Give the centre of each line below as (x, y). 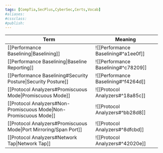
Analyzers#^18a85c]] (120, 96)
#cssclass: (16, 18)
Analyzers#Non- (51, 103)
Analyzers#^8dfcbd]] (120, 130)
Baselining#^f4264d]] (121, 82)
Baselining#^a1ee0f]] (120, 54)
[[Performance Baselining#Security (48, 76)
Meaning (125, 39)
